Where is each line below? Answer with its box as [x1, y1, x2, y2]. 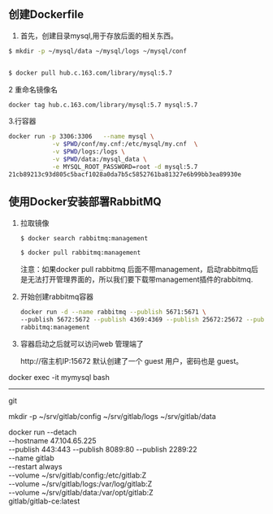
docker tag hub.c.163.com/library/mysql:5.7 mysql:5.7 [8, 101, 198, 109]
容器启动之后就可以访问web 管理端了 [19, 339, 144, 348]
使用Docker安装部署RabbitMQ [8, 195, 162, 209]
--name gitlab [8, 453, 54, 463]
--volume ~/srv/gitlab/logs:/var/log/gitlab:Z [8, 478, 153, 489]
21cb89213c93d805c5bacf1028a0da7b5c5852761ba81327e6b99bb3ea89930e [8, 170, 242, 179]
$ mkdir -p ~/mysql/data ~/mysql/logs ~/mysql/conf [8, 47, 187, 55]
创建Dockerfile [8, 7, 84, 22]
